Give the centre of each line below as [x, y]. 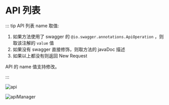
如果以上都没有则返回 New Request [50, 56]
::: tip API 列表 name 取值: [32, 26]
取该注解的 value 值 [33, 43]
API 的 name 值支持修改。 [33, 67]
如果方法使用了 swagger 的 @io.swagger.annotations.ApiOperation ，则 [88, 36]
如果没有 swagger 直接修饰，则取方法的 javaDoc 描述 [69, 49]
